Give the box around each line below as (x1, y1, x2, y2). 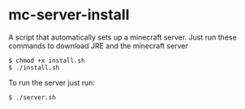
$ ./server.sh (8, 93, 57, 102)
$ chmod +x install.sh (8, 57, 85, 65)
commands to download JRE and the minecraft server (8, 40, 188, 50)
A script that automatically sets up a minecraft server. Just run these (8, 32, 237, 42)
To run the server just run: (8, 78, 96, 87)
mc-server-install (8, 6, 130, 24)
